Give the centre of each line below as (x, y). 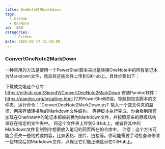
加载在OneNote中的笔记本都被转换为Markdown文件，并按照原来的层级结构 (81, 117)
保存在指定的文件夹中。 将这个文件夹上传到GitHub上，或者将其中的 (73, 124)
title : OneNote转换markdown (33, 10)
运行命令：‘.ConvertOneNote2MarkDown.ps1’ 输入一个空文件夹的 (84, 105)
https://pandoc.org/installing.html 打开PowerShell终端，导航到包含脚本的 (79, 99)
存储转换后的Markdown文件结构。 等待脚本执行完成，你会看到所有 (89, 111)
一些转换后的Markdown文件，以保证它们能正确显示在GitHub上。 (70, 142)
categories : (17, 32)
